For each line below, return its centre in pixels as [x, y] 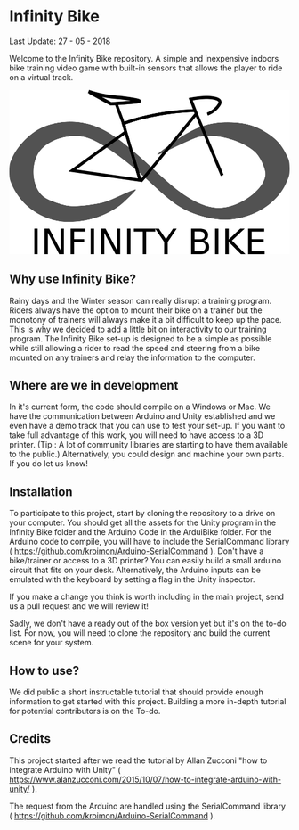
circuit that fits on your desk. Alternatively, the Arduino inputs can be [135, 570]
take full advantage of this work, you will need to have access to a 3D [137, 435]
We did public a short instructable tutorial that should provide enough [137, 692]
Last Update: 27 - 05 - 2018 [60, 41]
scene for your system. [52, 643]
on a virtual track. [41, 77]
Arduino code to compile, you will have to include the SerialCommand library [149, 542]
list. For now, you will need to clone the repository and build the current [140, 633]
